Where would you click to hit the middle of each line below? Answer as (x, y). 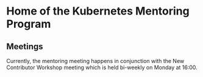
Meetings (25, 46)
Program (29, 24)
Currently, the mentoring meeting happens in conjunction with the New (95, 61)
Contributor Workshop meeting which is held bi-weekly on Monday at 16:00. (102, 67)
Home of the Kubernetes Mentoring (98, 11)
